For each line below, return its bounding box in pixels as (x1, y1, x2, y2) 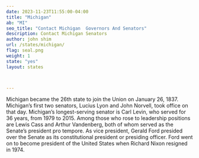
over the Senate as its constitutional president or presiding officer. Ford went (6, 134, 193, 141)
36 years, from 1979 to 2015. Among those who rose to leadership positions (6, 115, 191, 122)
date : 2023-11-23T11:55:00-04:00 (6, 8, 89, 15)
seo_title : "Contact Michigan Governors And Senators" (6, 25, 147, 31)
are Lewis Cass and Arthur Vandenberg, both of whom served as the (6, 121, 174, 128)
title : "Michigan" (6, 14, 52, 20)
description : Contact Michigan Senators (6, 31, 108, 37)
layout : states (6, 64, 44, 70)
